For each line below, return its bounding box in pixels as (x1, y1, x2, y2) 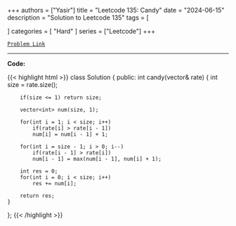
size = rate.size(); (7, 81, 58, 88)
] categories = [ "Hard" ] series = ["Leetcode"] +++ (7, 27, 156, 35)
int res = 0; (20, 168, 58, 175)
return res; (20, 192, 55, 199)
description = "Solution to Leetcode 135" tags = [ (7, 13, 149, 22)
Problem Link (7, 41, 46, 48)
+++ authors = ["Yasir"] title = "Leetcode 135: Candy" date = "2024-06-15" (7, 6, 225, 14)
